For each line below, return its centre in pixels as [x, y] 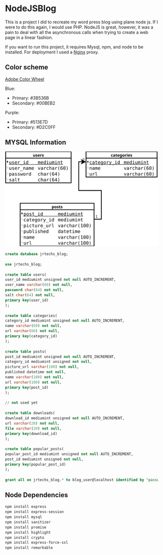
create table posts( [26, 351]
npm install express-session [34, 512]
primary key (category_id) [31, 336]
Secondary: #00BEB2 [34, 103]
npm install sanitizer [28, 522]
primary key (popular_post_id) [36, 464]
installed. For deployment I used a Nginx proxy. [52, 52]
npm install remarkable [29, 548]
